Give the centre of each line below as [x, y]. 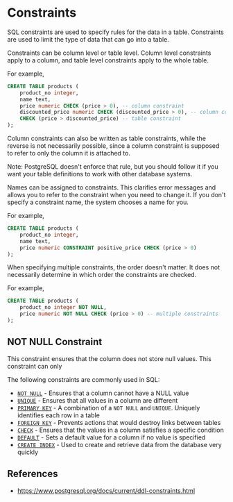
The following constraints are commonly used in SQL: [84, 379]
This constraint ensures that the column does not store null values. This [109, 358]
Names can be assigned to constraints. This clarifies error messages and [112, 187]
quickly [28, 452]
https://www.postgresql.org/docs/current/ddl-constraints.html [106, 490]
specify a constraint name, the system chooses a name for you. [98, 202]
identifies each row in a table [59, 415]
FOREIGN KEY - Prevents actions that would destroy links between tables [119, 422]
